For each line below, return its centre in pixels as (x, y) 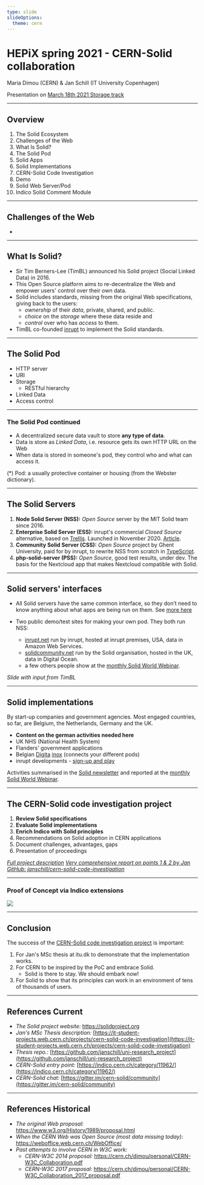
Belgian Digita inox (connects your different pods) (77, 754)
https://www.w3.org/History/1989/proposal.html (75, 1130)
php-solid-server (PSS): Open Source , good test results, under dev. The (106, 558)
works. (24, 961)
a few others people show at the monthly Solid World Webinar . (102, 666)
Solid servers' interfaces (54, 589)
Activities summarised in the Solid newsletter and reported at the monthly (98, 773)
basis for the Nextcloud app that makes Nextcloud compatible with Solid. (107, 564)
